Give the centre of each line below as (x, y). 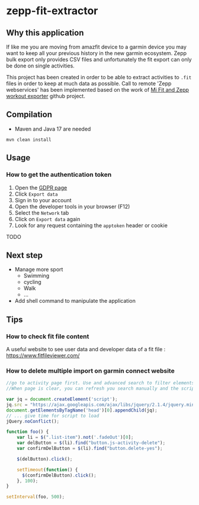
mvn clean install (29, 140)
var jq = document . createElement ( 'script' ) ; (62, 399)
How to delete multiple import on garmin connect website (90, 371)
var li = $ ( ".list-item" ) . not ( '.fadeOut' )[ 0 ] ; (75, 438)
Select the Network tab (42, 213)
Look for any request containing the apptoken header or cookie (91, 225)
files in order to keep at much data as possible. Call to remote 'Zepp (89, 83)
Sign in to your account (43, 200)
